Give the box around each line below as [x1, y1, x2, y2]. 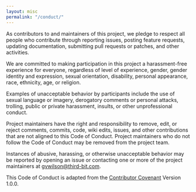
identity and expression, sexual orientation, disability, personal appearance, [6, 73, 188, 80]
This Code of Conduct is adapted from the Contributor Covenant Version [6, 174, 181, 181]
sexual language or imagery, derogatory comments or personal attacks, [6, 96, 178, 103]
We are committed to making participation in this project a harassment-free [6, 60, 187, 67]
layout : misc [6, 8, 38, 15]
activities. [6, 49, 29, 56]
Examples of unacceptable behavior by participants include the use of [6, 90, 175, 97]
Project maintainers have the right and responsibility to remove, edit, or [6, 120, 177, 127]
